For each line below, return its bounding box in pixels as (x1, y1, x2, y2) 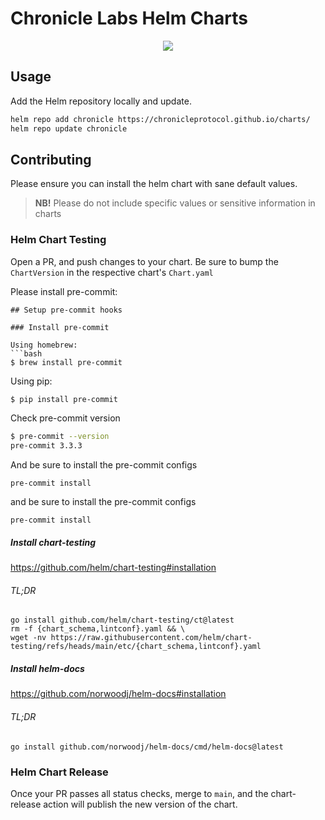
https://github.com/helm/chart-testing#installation (10, 562, 217, 574)
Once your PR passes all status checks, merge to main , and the (10, 787, 269, 799)
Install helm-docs (10, 663, 85, 674)
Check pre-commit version (10, 412, 121, 424)
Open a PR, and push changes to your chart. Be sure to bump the (10, 255, 279, 267)
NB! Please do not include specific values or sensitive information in (34, 197, 316, 209)
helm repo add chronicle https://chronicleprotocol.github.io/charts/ (10, 114, 311, 124)
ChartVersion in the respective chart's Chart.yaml (10, 266, 214, 278)
